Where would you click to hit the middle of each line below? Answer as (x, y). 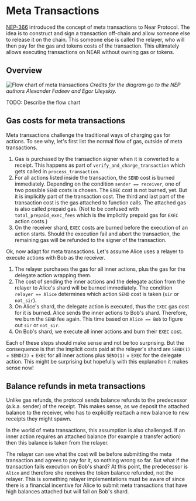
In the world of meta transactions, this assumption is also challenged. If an (96, 431)
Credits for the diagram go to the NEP (135, 85)
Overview (24, 71)
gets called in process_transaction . (57, 171)
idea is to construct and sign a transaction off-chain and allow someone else (98, 33)
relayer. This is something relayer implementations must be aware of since (96, 479)
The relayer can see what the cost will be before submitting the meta (89, 454)
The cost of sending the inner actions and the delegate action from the (100, 281)
